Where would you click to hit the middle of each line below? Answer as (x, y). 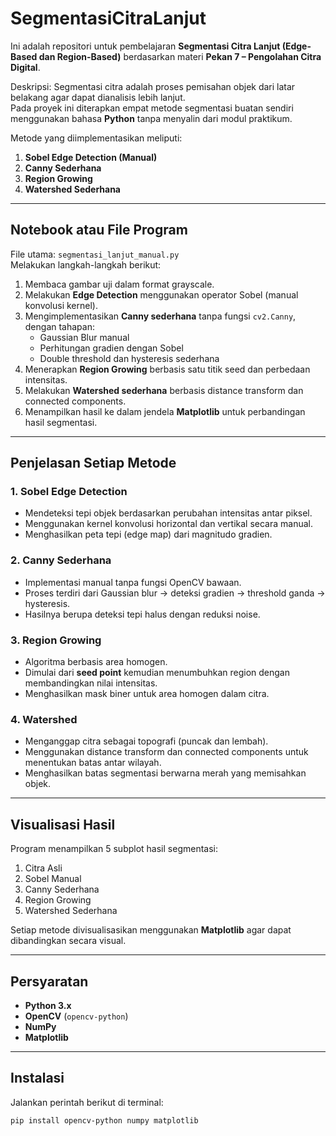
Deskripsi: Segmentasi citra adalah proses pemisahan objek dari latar (153, 86)
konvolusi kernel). (61, 305)
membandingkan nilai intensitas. (91, 683)
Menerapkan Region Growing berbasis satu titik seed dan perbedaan (167, 369)
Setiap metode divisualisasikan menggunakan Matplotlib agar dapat (151, 930)
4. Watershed (44, 719)
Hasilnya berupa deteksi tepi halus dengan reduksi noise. (142, 614)
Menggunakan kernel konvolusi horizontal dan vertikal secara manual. (169, 524)
